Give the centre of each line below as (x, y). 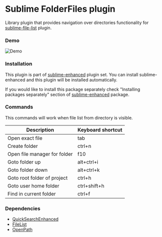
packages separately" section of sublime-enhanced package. (67, 95)
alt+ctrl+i (88, 162)
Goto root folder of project (37, 178)
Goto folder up (24, 162)
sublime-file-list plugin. (28, 27)
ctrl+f (84, 193)
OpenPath (22, 230)
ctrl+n (84, 146)
